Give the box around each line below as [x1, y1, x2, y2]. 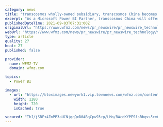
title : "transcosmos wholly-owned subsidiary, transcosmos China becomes [5, 12, 158, 17]
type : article [5, 35, 34, 39]
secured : [5, 115, 23, 120]
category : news [5, 7, 36, 12]
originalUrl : [5, 25, 32, 30]
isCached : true [14, 106, 45, 111]
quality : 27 [5, 39, 29, 44]
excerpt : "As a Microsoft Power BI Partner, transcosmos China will [5, 16, 147, 21]
